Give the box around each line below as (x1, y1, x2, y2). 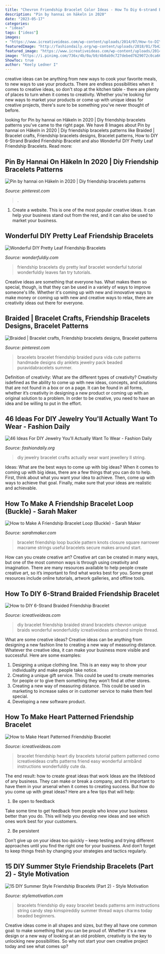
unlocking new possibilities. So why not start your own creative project (5, 938, 148, 944)
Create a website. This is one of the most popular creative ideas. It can (12, 207, 156, 213)
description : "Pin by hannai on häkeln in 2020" (5, 12, 107, 17)
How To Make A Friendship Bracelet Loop (5, 499, 134, 508)
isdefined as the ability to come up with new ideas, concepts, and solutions (5, 379, 157, 385)
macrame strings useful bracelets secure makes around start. (17, 545, 142, 551)
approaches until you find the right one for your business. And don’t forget (5, 842, 156, 848)
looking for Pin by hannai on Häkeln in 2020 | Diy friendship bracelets (5, 117, 146, 123)
